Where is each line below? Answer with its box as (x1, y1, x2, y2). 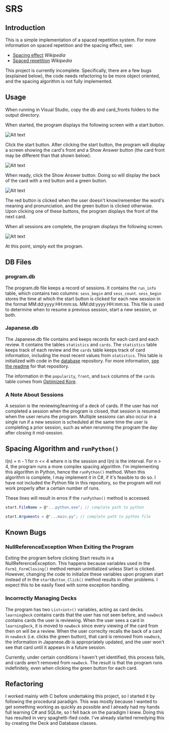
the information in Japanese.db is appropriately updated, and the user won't (5, 639, 165, 645)
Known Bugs (5, 528, 47, 537)
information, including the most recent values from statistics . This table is (5, 352, 163, 358)
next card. (5, 213, 27, 220)
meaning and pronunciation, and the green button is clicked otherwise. (5, 202, 153, 209)
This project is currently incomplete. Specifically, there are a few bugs (5, 67, 152, 73)
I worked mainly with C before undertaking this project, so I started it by (5, 693, 155, 699)
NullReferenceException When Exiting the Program (5, 543, 134, 550)
